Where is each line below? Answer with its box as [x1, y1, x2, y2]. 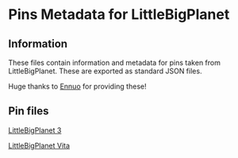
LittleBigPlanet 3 [8, 125, 62, 135]
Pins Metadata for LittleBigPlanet [8, 6, 230, 24]
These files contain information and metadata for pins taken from [8, 58, 221, 67]
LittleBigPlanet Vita [8, 141, 70, 150]
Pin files [8, 104, 49, 118]
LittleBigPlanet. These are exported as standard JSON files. [8, 66, 202, 76]
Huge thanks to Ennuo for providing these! [8, 81, 147, 91]
